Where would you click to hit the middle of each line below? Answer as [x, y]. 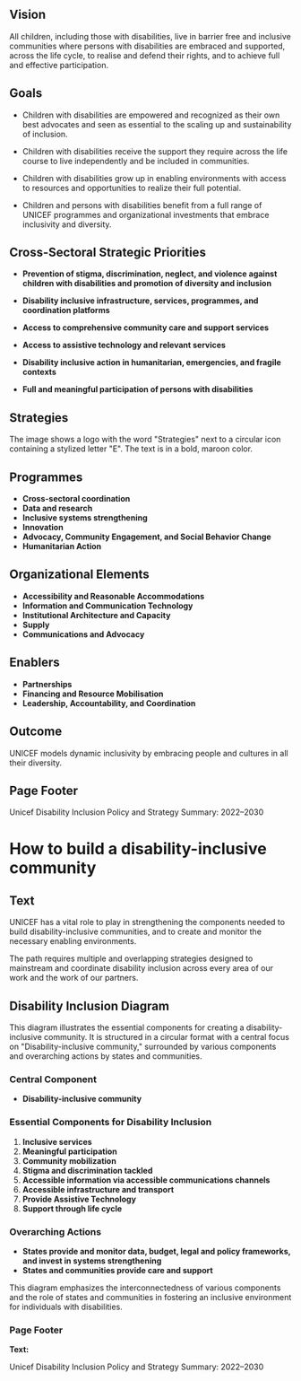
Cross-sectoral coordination [76, 499]
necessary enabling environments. [73, 941]
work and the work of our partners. [74, 978]
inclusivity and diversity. [67, 224]
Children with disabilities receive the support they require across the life [155, 151]
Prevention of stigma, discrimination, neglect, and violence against [150, 274]
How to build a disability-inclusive [138, 848]
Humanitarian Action [62, 546]
